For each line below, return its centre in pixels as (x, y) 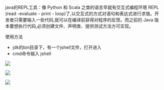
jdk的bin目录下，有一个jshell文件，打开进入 (57, 47)
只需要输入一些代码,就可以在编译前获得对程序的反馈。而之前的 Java (83, 20)
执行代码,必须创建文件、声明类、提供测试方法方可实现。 (76, 26)
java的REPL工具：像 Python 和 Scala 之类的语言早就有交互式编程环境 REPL (82, 7)
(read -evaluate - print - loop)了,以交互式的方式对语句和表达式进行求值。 (80, 13)
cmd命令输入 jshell (32, 53)
